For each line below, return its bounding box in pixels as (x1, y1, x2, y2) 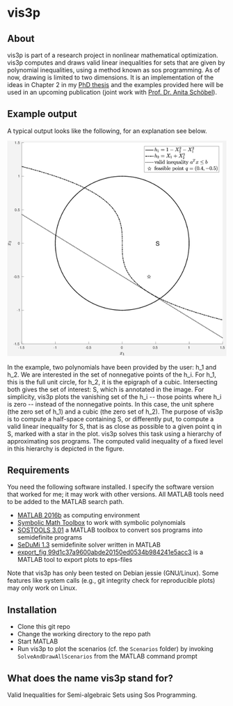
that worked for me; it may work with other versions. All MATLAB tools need (7, 490, 225, 499)
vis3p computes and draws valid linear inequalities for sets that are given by (7, 58, 225, 67)
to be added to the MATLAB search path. (7, 498, 124, 506)
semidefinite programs (17, 533, 82, 542)
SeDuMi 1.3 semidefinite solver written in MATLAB (17, 541, 161, 549)
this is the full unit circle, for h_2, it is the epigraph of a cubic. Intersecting (7, 377, 218, 386)
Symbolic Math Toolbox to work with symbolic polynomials (17, 519, 186, 527)
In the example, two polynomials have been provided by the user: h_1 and (7, 363, 217, 371)
